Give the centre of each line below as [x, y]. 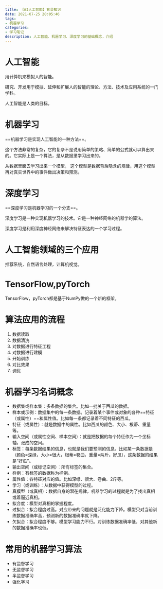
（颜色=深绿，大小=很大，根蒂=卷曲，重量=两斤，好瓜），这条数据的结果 [85, 455]
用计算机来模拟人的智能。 [31, 76]
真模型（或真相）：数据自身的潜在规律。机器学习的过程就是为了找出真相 [83, 491]
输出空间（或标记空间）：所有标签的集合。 [54, 467]
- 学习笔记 [15, 32]
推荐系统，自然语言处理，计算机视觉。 [43, 264]
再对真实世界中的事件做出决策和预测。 [43, 172]
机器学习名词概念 [39, 392]
